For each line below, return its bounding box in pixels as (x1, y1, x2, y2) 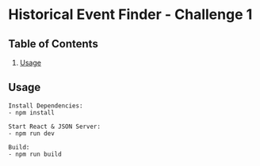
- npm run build (8, 150, 62, 158)
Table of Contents (8, 37, 99, 51)
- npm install (8, 108, 55, 116)
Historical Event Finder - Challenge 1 (8, 6, 253, 24)
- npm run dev (8, 129, 55, 138)
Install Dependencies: (8, 101, 83, 110)
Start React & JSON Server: (8, 123, 101, 130)
